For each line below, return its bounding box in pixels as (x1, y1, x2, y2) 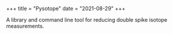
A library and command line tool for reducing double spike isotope (6, 16, 168, 23)
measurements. (6, 23, 44, 29)
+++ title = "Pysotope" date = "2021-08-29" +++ (6, 5, 126, 12)
